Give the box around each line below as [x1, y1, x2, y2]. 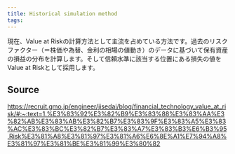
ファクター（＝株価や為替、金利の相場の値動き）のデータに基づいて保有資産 [7, 45, 229, 54]
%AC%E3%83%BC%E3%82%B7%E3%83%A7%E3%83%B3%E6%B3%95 [7, 125, 227, 133]
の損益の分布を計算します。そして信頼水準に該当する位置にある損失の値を [7, 54, 222, 63]
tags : [7, 17, 23, 24]
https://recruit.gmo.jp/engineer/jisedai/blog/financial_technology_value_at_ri [7, 102, 227, 111]
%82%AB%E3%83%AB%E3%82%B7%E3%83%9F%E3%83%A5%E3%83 [7, 117, 227, 126]
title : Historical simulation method [7, 10, 118, 17]
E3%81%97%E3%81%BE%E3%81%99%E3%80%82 [7, 139, 161, 148]
